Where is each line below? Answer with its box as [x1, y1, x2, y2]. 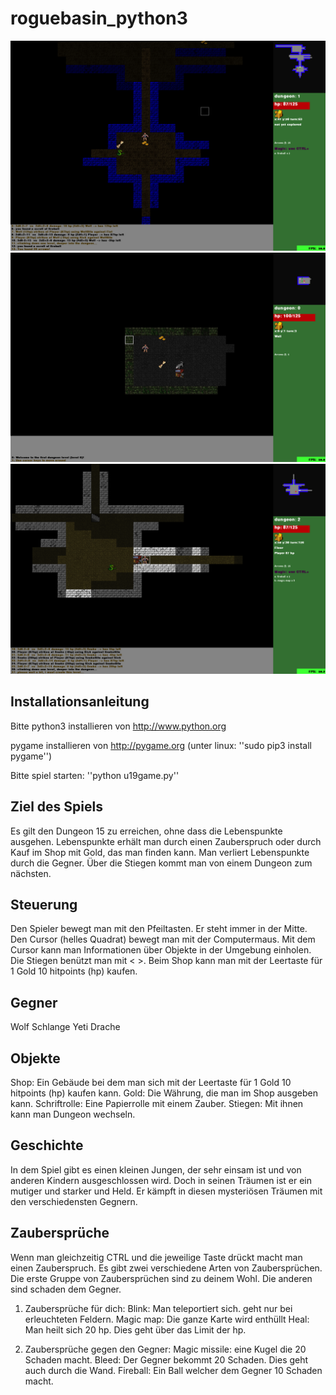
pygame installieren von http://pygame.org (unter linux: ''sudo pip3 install [10, 739, 312, 751]
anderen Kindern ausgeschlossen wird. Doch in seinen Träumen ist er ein [10, 1174, 312, 1186]
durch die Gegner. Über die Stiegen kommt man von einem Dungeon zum [10, 857, 313, 869]
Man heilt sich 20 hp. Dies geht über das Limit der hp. [24, 1323, 247, 1336]
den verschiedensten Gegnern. [10, 1195, 138, 1207]
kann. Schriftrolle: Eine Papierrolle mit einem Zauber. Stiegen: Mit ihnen [10, 1098, 304, 1110]
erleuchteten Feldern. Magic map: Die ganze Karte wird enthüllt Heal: [24, 1313, 310, 1325]
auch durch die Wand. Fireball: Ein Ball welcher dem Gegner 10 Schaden [24, 1364, 323, 1376]
